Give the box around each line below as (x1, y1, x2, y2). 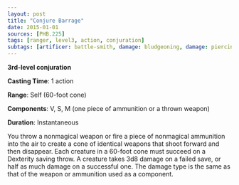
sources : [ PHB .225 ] (7, 30, 65, 38)
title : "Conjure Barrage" (7, 17, 84, 24)
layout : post (7, 10, 46, 18)
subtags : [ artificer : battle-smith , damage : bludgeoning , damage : (7, 43, 208, 51)
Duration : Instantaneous (7, 118, 79, 127)
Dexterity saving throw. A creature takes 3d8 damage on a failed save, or (7, 154, 221, 163)
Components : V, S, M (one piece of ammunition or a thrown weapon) (7, 105, 210, 112)
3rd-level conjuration (7, 63, 72, 71)
